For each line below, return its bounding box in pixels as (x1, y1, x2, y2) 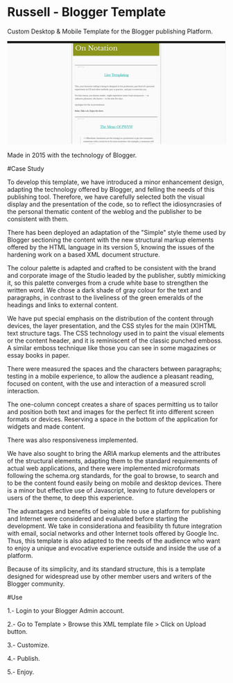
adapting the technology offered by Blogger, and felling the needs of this (7, 186, 215, 194)
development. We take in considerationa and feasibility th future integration (7, 522, 222, 530)
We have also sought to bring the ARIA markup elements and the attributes (7, 450, 221, 458)
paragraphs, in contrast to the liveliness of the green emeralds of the (7, 293, 203, 302)
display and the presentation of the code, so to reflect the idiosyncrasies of (7, 200, 222, 208)
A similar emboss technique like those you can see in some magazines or (7, 344, 217, 352)
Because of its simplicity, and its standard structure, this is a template (7, 565, 206, 573)
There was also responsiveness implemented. (7, 436, 139, 445)
